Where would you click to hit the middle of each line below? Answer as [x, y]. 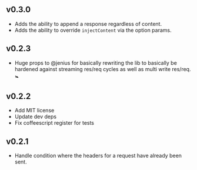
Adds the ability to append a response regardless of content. [88, 24]
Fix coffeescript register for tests [54, 123]
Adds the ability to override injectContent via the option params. [93, 30]
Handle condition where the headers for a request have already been [98, 156]
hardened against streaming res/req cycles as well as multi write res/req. [103, 69]
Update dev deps [36, 116]
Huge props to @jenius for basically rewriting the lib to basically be [96, 63]
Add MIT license [34, 111]
